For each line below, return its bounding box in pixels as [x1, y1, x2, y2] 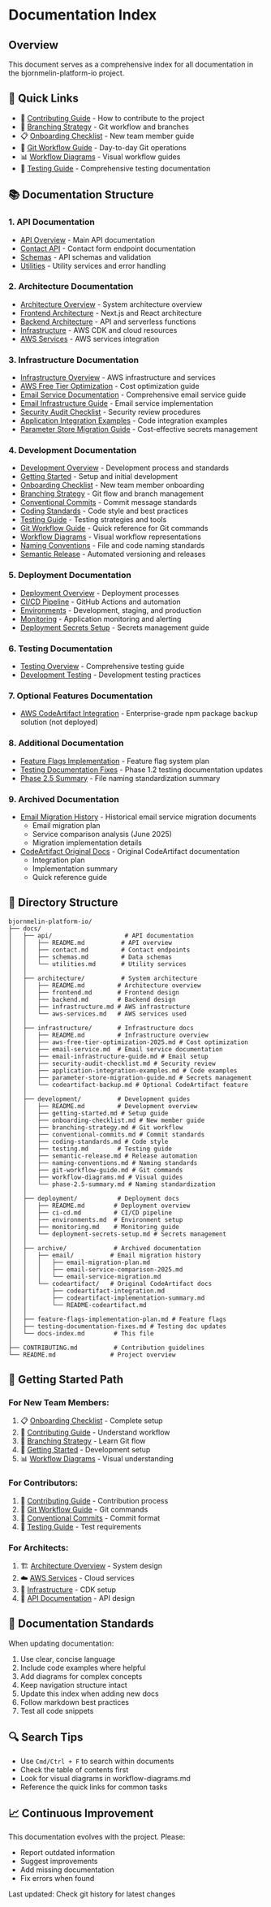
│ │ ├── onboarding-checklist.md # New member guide [8, 1116, 205, 1124]
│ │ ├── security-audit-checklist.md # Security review [8, 1059, 217, 1068]
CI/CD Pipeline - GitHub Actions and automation [19, 597, 181, 606]
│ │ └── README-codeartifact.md [8, 1301, 148, 1309]
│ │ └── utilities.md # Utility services [8, 960, 187, 968]
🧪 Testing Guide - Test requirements [19, 1521, 142, 1531]
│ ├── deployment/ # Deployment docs [8, 1194, 180, 1202]
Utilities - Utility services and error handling [19, 261, 166, 270]
